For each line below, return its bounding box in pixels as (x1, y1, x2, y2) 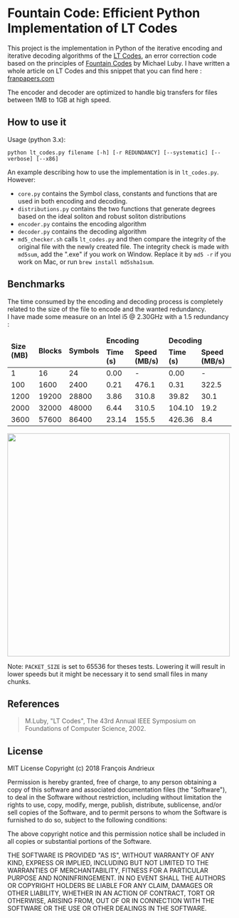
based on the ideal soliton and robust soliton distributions (17, 212, 186, 221)
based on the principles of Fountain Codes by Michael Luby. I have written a (7, 59, 230, 67)
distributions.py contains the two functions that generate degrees (17, 204, 216, 213)
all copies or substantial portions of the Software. (7, 837, 152, 846)
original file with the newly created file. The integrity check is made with (17, 242, 229, 251)
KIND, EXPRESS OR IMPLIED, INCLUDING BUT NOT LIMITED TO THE (7, 859, 209, 867)
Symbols (68, 345, 100, 355)
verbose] (7, 155, 33, 162)
